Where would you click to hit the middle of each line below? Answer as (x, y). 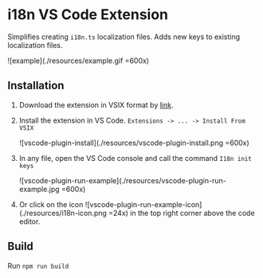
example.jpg (39, 189)
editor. (29, 221)
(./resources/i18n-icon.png (63, 213)
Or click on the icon (51, 204)
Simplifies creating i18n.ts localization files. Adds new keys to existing (124, 37)
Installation (36, 86)
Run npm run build (38, 265)
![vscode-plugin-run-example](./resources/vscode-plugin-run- (122, 180)
